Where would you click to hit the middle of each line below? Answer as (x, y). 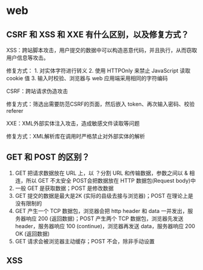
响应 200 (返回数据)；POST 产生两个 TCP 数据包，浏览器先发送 (105, 218)
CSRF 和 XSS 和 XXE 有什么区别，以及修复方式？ (98, 34)
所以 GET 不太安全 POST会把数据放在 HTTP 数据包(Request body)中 (111, 180)
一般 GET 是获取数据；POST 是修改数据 (64, 188)
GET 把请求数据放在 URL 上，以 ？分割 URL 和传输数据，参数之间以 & (101, 173)
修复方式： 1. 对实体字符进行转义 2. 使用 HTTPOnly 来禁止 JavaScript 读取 (98, 71)
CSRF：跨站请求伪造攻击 (37, 91)
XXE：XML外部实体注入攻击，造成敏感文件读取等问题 (73, 123)
